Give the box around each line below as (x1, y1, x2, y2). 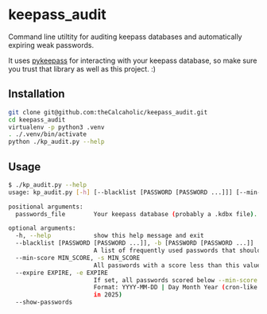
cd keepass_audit (8, 115, 66, 124)
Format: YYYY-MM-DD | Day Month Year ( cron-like (93, 284, 258, 292)
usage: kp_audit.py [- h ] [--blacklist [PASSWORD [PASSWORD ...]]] (8, 188, 233, 196)
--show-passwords (15, 298, 73, 307)
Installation (8, 87, 65, 101)
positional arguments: (8, 203, 83, 211)
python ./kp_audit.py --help (8, 138, 105, 146)
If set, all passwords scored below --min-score (93, 276, 258, 284)
